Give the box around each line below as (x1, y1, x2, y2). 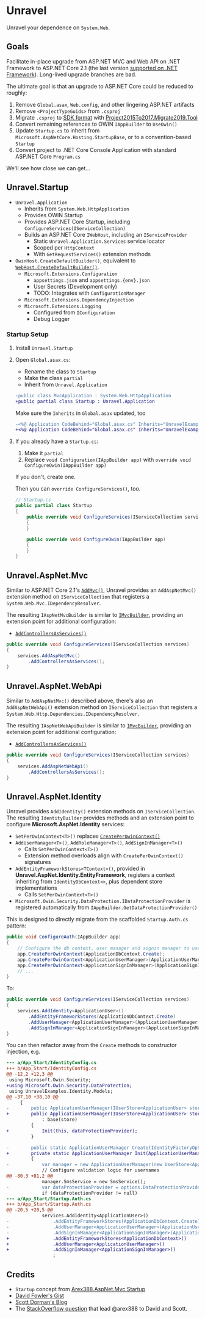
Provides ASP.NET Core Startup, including (24, 218, 131, 225)
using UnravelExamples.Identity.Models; (9, 1088, 113, 1094)
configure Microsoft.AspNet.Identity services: (6, 821, 125, 828)
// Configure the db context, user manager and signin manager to (17, 945, 190, 952)
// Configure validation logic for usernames (41, 1167, 160, 1173)
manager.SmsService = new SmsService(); (41, 1178, 146, 1184)
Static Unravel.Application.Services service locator (33, 237, 165, 245)
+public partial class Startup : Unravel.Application (15, 398, 155, 405)
